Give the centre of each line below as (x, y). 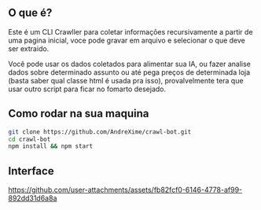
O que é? (30, 13)
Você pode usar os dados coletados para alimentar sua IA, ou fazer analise (130, 64)
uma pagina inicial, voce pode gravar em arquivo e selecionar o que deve (127, 40)
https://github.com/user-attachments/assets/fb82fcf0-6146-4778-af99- (125, 190)
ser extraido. (29, 48)
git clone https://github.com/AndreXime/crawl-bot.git (100, 132)
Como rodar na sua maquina (79, 114)
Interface (31, 171)
